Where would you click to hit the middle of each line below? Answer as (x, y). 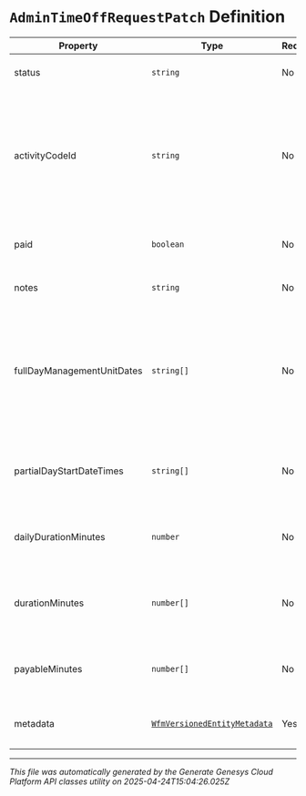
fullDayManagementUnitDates (78, 371)
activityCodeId (46, 155)
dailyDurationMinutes (60, 536)
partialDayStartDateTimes (69, 471)
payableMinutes (48, 668)
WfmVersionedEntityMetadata (212, 723)
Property (78, 46)
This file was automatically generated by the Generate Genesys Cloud (141, 771)
